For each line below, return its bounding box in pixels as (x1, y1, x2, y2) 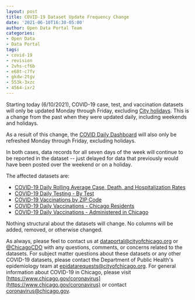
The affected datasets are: (6, 172, 70, 179)
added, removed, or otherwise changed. (6, 226, 103, 233)
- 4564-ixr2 (6, 85, 35, 91)
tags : (6, 47, 19, 53)
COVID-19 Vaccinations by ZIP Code (14, 196, 102, 203)
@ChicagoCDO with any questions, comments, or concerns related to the (6, 244, 183, 251)
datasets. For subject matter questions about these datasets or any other (6, 250, 182, 257)
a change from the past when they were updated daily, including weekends (6, 113, 187, 120)
